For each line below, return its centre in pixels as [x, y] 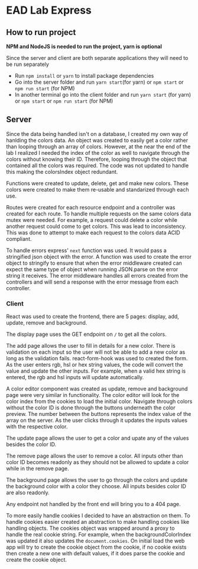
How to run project [41, 32]
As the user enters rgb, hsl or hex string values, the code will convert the [95, 365]
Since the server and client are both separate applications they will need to [97, 58]
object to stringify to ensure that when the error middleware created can [94, 263]
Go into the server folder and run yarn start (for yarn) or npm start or [99, 82]
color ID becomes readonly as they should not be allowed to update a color [98, 462]
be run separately [27, 64]
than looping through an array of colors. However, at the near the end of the [98, 147]
